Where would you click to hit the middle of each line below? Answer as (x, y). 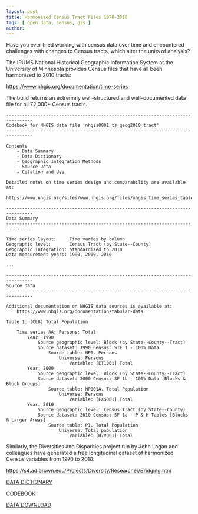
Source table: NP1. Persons (82, 353)
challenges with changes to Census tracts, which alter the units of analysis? (98, 51)
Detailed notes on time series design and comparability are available (96, 183)
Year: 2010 (41, 405)
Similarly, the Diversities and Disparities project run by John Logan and (92, 447)
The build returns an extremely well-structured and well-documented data (96, 98)
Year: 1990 (41, 337)
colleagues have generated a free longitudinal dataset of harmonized (90, 453)
